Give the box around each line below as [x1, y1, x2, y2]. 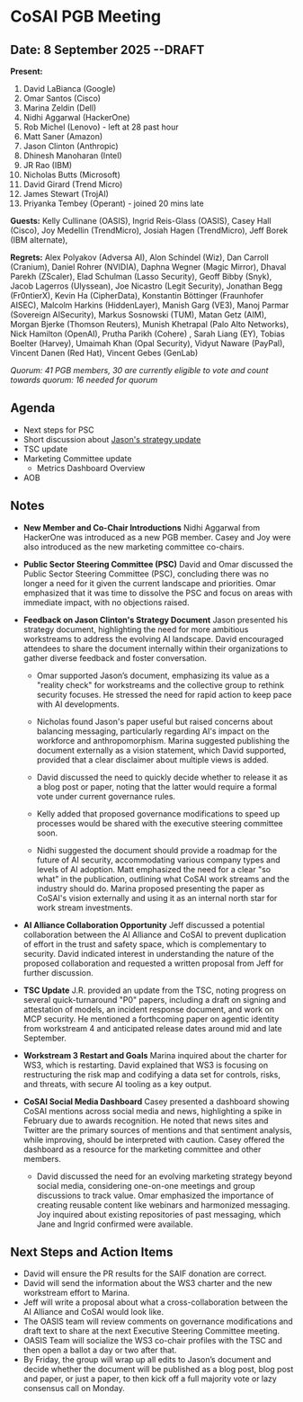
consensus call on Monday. [22, 1383, 125, 1394]
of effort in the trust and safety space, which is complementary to [22, 938, 267, 950]
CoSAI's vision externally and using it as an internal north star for [36, 892, 278, 903]
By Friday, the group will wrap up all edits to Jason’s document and [22, 1354, 272, 1365]
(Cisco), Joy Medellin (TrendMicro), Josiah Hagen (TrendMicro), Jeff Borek [10, 225, 289, 236]
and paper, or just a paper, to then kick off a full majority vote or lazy [22, 1373, 277, 1384]
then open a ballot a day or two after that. [22, 1344, 177, 1355]
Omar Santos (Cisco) [22, 93, 102, 103]
